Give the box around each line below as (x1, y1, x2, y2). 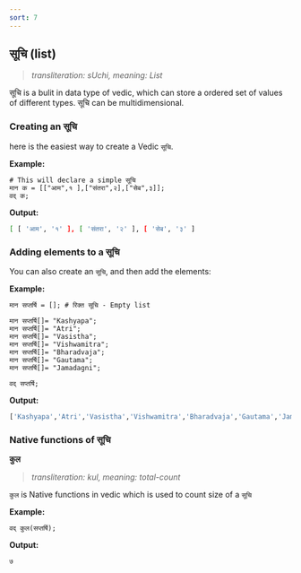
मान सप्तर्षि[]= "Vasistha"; (9, 332, 98, 341)
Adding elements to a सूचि (9, 246, 120, 258)
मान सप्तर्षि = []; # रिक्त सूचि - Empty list (9, 300, 150, 309)
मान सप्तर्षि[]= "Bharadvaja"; (9, 347, 106, 357)
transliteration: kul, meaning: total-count (30, 472, 181, 482)
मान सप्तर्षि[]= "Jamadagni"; (9, 363, 101, 372)
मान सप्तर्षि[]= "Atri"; (9, 324, 82, 333)
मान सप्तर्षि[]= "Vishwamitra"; (9, 340, 109, 349)
